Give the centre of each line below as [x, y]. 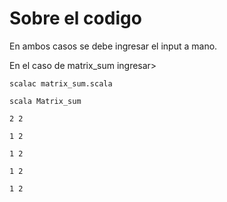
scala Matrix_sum [45, 101]
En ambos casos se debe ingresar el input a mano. [113, 46]
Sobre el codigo [75, 18]
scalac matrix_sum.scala [61, 83]
